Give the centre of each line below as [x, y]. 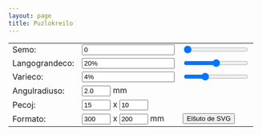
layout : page [30, 16]
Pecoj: [24, 104]
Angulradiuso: [39, 91]
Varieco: [28, 77]
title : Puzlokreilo [41, 23]
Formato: [29, 119]
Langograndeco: [43, 63]
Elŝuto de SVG [209, 119]
